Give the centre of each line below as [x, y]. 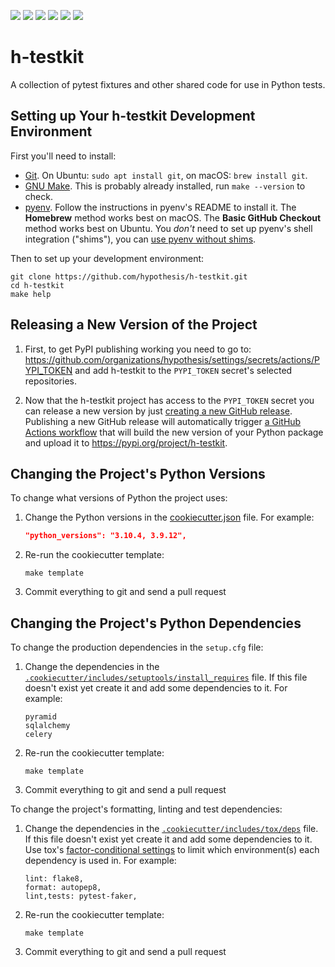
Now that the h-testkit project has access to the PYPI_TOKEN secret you [169, 400]
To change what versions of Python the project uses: [119, 498]
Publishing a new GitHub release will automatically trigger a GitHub [163, 421]
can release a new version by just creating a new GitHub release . [158, 411]
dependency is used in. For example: [100, 861]
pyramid [40, 717]
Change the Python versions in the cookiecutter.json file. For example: [169, 517]
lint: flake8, [54, 879]
